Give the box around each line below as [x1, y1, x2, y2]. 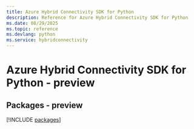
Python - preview [6, 76, 95, 90]
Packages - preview [6, 100, 83, 110]
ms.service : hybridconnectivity [6, 37, 88, 43]
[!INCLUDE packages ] [6, 116, 61, 123]
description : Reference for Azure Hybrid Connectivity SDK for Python [6, 15, 189, 21]
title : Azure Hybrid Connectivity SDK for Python [6, 8, 135, 15]
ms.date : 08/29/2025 [6, 20, 59, 26]
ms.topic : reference [6, 25, 59, 32]
